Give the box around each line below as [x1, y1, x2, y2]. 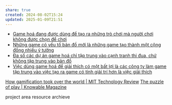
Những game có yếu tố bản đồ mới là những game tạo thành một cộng [12, 42, 161, 48]
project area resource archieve [5, 94, 70, 100]
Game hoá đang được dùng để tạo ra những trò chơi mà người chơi [12, 31, 154, 37]
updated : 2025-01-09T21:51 [5, 17, 63, 22]
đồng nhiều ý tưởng [12, 47, 54, 54]
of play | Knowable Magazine [5, 84, 67, 90]
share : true [5, 7, 31, 13]
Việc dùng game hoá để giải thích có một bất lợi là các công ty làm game [12, 63, 167, 69]
